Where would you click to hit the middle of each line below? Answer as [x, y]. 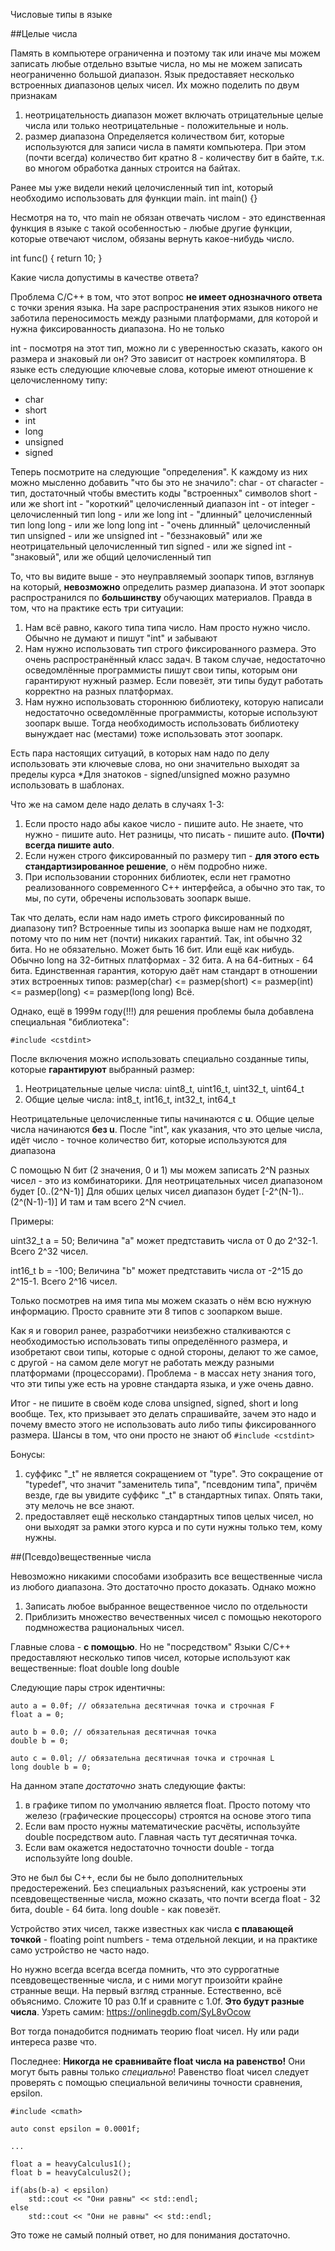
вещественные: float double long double [95, 1668]
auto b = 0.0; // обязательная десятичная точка [113, 1732]
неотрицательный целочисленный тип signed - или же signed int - [151, 546]
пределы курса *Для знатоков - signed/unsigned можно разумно [150, 774]
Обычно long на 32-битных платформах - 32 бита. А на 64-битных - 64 [162, 960]
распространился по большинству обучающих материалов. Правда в [161, 597]
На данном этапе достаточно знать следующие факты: [128, 1785]
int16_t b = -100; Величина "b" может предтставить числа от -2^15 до [156, 1270]
